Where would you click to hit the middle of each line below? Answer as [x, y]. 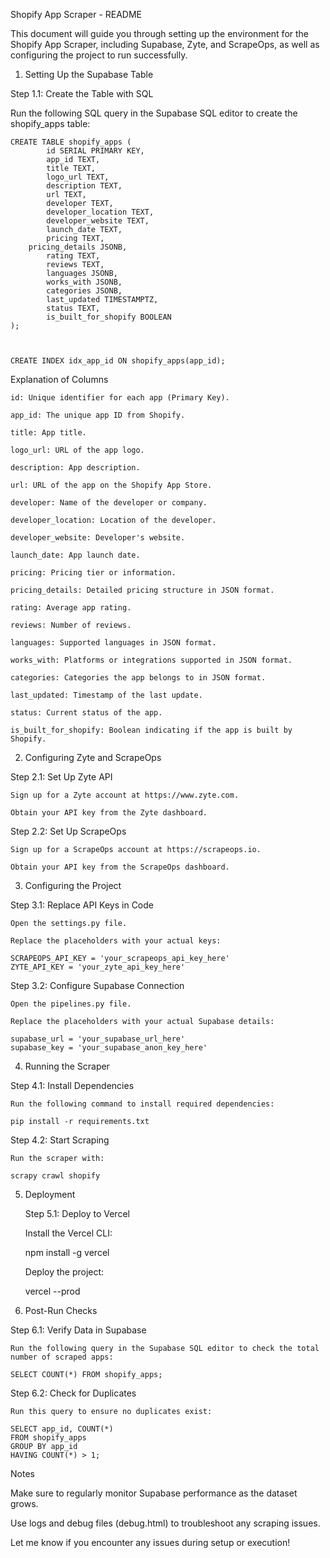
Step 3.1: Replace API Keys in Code [82, 905]
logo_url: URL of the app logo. [77, 450]
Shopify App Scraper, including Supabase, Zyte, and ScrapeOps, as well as [165, 44]
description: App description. [75, 468]
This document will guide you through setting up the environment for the [160, 33]
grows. [24, 1503]
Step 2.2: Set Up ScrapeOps [68, 831]
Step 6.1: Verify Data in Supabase [78, 1330]
